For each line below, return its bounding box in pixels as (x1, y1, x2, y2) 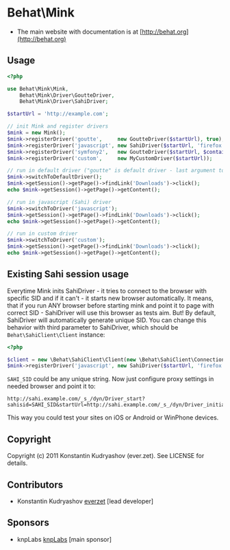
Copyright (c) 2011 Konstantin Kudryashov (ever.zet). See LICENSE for (7, 452, 205, 460)
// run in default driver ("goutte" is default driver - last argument (7, 167, 216, 174)
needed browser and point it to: (7, 382, 96, 391)
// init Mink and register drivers (7, 123, 109, 130)
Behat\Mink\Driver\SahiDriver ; (19, 98, 109, 105)
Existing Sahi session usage (7, 268, 129, 280)
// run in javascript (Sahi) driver (7, 198, 112, 205)
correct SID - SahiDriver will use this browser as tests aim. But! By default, (7, 308, 216, 317)
